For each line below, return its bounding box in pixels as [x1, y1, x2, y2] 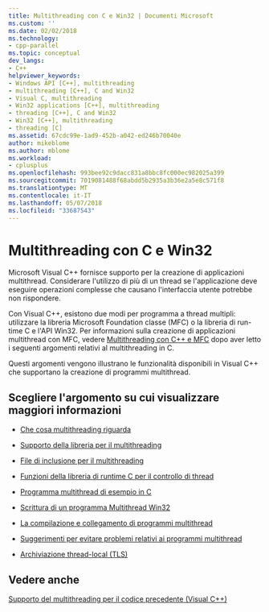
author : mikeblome [8, 139, 70, 147]
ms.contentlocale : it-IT [8, 191, 92, 200]
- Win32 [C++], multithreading [8, 117, 113, 125]
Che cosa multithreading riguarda [19, 424, 131, 435]
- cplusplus [8, 162, 48, 170]
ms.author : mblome [8, 147, 70, 155]
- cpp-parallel [8, 42, 59, 50]
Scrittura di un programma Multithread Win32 [19, 502, 171, 512]
